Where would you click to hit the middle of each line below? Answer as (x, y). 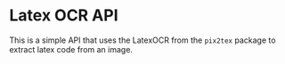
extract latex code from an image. (71, 49)
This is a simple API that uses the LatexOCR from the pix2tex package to (142, 40)
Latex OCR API (64, 16)
